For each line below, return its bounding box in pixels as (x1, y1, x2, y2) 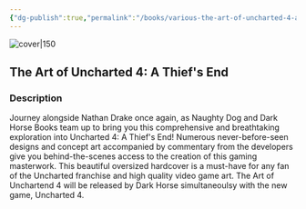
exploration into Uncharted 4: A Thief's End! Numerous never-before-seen (9, 132, 289, 143)
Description (9, 92, 63, 104)
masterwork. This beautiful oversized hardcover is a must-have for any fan (9, 161, 290, 172)
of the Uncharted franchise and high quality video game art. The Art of (9, 170, 275, 182)
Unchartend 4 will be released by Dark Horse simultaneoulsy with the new (9, 180, 288, 191)
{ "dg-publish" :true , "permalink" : (9, 13, 137, 23)
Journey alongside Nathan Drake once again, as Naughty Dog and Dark (9, 113, 279, 124)
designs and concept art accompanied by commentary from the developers (9, 142, 293, 153)
